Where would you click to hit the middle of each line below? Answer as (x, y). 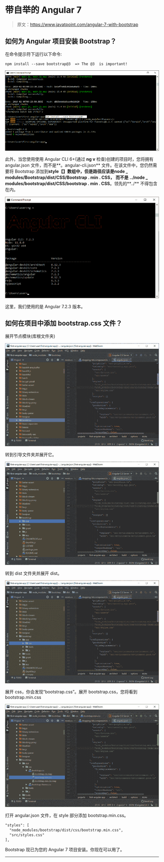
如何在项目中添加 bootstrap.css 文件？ (64, 324)
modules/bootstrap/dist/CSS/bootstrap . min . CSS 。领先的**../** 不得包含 (81, 184)
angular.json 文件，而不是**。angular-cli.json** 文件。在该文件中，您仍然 (79, 165)
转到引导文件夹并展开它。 (31, 455)
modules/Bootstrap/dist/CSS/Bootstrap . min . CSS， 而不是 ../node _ (76, 178)
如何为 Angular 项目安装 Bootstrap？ (61, 41)
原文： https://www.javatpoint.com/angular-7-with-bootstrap (78, 24)
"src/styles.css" (27, 835)
